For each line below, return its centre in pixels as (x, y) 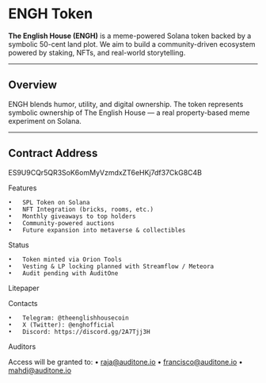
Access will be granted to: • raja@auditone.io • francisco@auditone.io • (125, 362)
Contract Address (53, 153)
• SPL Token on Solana (49, 202)
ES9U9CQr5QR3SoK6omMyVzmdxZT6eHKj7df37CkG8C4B (105, 172)
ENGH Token (51, 14)
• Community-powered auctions (61, 223)
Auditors (22, 347)
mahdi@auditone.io (40, 370)
